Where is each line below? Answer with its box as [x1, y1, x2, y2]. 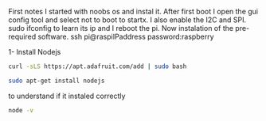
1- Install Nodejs [8, 47, 61, 56]
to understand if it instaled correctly [8, 91, 126, 100]
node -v [8, 106, 34, 114]
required [8, 32, 37, 41]
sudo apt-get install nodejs [8, 77, 105, 85]
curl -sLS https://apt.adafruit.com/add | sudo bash [8, 62, 187, 70]
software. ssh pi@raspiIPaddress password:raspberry [37, 32, 214, 41]
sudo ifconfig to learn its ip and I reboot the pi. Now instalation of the [8, 24, 233, 32]
